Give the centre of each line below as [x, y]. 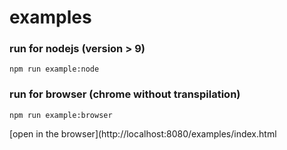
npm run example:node [54, 69]
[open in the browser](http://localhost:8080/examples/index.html [143, 133]
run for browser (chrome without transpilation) [125, 94]
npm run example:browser [61, 115]
